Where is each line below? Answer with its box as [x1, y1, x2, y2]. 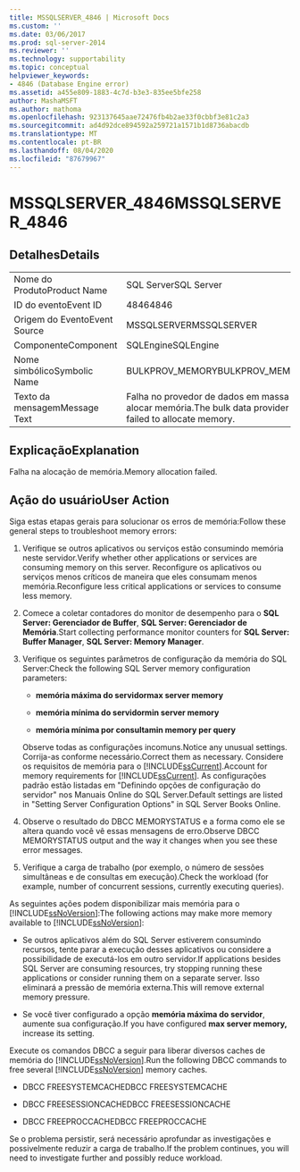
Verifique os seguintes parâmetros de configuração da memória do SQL [21, 653, 287, 664]
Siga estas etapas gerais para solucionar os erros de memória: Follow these [9, 516, 287, 527]
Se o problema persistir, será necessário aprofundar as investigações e [9, 1134, 271, 1144]
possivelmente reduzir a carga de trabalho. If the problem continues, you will [9, 1143, 289, 1154]
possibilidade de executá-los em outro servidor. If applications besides [21, 954, 281, 965]
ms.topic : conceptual [9, 63, 90, 72]
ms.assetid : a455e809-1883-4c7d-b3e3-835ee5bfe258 [9, 88, 202, 97]
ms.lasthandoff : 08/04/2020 [9, 146, 114, 155]
